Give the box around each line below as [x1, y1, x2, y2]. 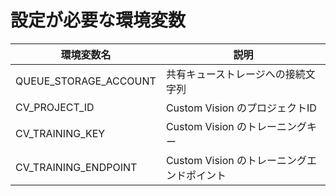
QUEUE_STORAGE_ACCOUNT [15, 74, 157, 88]
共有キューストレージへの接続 [165, 67, 306, 81]
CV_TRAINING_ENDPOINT [15, 160, 138, 174]
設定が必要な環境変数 [10, 9, 187, 32]
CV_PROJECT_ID [15, 100, 95, 114]
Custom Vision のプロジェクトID [165, 101, 317, 115]
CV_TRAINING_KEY [15, 126, 106, 140]
